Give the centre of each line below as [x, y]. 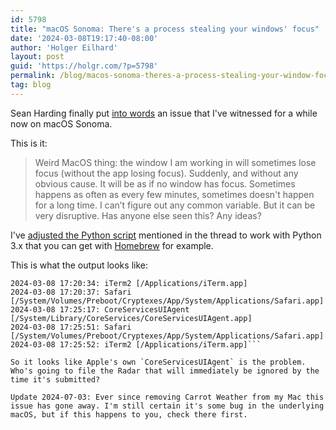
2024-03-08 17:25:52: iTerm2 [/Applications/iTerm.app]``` [136, 344]
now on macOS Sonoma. [61, 123]
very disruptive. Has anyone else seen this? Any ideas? [148, 215]
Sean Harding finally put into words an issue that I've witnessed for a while [164, 113]
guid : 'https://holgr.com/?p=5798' [84, 66]
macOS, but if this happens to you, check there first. [129, 414]
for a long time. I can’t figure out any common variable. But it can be [175, 205]
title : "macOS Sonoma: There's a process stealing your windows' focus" [165, 29]
